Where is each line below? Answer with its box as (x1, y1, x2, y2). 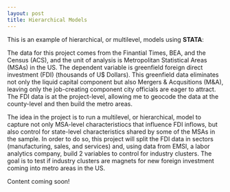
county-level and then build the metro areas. (7, 99, 133, 108)
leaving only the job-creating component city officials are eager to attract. (7, 85, 216, 93)
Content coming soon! (7, 177, 70, 185)
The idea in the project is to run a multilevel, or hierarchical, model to (7, 112, 201, 121)
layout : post (7, 10, 45, 17)
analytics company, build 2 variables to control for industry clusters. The (7, 149, 212, 158)
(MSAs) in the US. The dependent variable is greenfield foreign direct (7, 63, 203, 71)
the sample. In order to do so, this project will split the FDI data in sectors (7, 134, 214, 143)
